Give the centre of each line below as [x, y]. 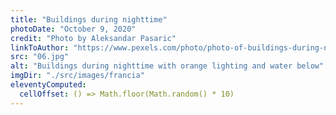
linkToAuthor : [40, 47]
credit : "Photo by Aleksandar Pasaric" [93, 38]
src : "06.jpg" [40, 57]
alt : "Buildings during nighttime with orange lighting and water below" [167, 66]
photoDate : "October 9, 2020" [73, 29]
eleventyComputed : [48, 85]
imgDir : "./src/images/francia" [77, 76]
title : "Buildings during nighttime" [89, 19]
